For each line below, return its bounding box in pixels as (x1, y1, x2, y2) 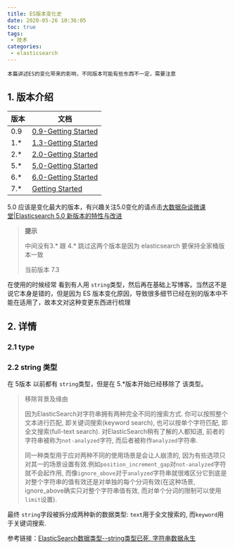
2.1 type (7, 342, 35, 351)
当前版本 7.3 (24, 265, 60, 274)
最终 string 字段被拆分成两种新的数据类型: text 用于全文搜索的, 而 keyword (7, 510, 218, 519)
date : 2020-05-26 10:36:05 (7, 17, 87, 24)
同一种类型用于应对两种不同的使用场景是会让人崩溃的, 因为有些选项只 (24, 451, 226, 459)
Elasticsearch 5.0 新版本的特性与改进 (15, 211, 122, 219)
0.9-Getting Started (32, 126, 99, 136)
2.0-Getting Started (32, 149, 99, 159)
